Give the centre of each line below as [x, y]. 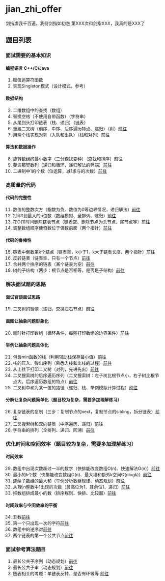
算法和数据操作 [21, 147]
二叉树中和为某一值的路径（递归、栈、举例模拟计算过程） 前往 [75, 387]
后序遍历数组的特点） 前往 [52, 381]
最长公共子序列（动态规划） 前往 [45, 561]
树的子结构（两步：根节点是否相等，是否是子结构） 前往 [69, 270]
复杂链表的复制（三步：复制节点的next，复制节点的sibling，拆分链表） [84, 411]
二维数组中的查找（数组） [39, 110]
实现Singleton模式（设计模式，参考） [50, 86]
